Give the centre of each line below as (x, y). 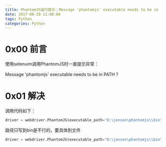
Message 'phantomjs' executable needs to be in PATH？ (62, 74)
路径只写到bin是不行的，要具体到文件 (43, 130)
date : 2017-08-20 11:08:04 (33, 14)
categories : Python (25, 23)
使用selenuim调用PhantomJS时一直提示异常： (52, 64)
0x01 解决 (25, 96)
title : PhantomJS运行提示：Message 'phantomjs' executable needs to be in (82, 10)
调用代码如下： (20, 111)
